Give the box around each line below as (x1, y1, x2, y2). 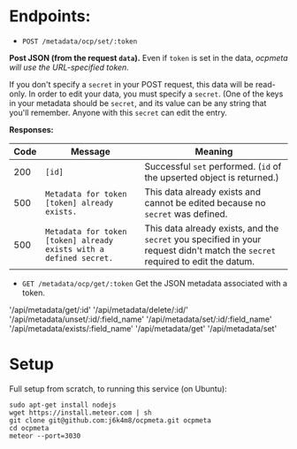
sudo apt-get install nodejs (9, 400, 117, 409)
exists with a (45, 244, 104, 254)
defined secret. (45, 253, 114, 263)
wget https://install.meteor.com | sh (9, 408, 152, 417)
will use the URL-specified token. (9, 62, 130, 72)
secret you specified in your (144, 232, 262, 245)
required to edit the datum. (144, 255, 255, 267)
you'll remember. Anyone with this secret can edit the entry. (9, 107, 227, 118)
